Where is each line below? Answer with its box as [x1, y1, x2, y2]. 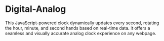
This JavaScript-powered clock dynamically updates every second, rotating [5, 20, 160, 26]
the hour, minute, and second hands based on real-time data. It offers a [5, 25, 151, 31]
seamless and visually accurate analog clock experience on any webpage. [5, 30, 157, 36]
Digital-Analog [5, 3, 66, 15]
